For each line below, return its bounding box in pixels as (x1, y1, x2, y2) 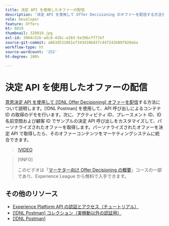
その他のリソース (5, 189, 58, 198)
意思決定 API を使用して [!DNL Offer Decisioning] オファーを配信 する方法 (5, 99, 156, 105)
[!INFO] (17, 157, 33, 163)
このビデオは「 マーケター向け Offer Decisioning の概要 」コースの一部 (17, 167, 162, 173)
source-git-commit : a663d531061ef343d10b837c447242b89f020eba (5, 40, 138, 45)
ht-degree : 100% (5, 54, 39, 59)
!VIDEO (17, 147, 33, 153)
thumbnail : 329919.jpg (5, 31, 53, 36)
